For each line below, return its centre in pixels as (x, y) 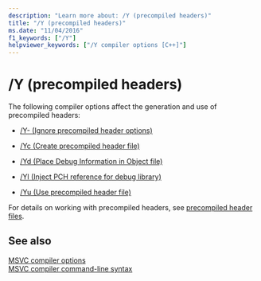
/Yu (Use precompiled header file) (75, 193)
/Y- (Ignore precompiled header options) (86, 131)
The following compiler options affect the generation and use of (113, 107)
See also (30, 241)
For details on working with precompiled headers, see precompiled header (130, 208)
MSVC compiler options (47, 260)
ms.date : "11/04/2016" (46, 30)
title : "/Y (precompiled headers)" (67, 23)
